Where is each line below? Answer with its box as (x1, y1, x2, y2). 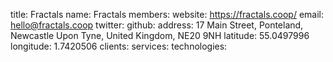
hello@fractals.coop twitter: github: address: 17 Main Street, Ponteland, (10, 19, 304, 31)
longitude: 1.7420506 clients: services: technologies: (10, 40, 228, 52)
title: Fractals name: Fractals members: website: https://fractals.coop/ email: (10, 9, 324, 20)
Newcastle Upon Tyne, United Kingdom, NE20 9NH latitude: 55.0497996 (10, 30, 310, 41)
